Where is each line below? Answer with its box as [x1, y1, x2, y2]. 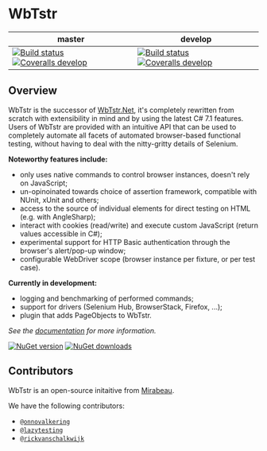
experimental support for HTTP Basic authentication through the [19, 237, 230, 247]
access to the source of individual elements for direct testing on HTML [19, 204, 251, 213]
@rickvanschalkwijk [19, 434, 85, 442]
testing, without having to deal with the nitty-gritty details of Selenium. [8, 138, 238, 148]
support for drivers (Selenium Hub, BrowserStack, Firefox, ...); [19, 301, 222, 311]
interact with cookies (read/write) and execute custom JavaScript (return [19, 220, 258, 230]
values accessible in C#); [19, 228, 103, 239]
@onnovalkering [19, 418, 71, 426]
